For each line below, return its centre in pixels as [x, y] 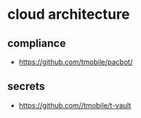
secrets [26, 86]
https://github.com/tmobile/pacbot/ [76, 62]
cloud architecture [69, 14]
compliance [37, 43]
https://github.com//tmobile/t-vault [75, 105]
